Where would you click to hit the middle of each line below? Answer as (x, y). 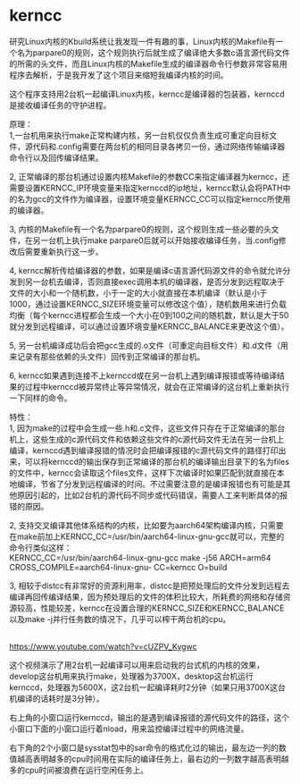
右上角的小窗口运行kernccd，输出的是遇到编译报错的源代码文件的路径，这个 (150, 717)
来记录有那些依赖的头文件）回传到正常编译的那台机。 (107, 356)
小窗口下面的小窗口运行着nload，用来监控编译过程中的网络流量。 (129, 729)
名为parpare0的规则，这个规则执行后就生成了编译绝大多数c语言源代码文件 (153, 52)
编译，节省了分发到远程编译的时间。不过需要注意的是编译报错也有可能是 (150, 484)
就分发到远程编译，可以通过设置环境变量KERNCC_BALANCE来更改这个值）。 (149, 326)
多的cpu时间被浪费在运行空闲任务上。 (79, 770)
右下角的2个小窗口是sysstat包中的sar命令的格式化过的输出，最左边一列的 (144, 747)
